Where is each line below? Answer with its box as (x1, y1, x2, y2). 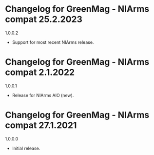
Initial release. (12, 145, 40, 151)
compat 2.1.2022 (5, 67, 75, 78)
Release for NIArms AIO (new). (12, 92, 74, 98)
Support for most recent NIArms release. (12, 39, 94, 45)
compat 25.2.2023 (5, 14, 83, 25)
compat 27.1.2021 (5, 120, 77, 131)
